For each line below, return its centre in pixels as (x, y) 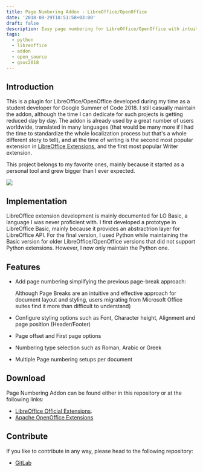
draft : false (23, 23)
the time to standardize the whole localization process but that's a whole (97, 134)
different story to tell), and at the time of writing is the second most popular (100, 140)
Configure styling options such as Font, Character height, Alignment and (105, 317)
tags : (13, 34)
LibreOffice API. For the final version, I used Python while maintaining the (97, 235)
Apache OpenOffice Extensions (54, 417)
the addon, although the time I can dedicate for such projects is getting (95, 114)
